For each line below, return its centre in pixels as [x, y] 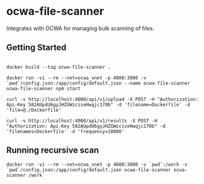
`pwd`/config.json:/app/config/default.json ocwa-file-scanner [89, 170]
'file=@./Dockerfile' [34, 110]
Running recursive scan [53, 151]
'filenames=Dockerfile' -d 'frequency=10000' [65, 131]
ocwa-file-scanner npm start [43, 88]
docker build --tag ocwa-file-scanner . [59, 67]
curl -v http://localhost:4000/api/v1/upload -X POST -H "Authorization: [103, 99]
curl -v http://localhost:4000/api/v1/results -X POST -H [82, 121]
